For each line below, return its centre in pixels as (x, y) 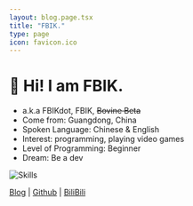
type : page (29, 34)
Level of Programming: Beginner (81, 148)
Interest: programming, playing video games (103, 139)
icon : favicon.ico (43, 42)
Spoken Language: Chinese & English (91, 130)
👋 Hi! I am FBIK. (66, 86)
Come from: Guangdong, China (79, 120)
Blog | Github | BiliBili (48, 193)
